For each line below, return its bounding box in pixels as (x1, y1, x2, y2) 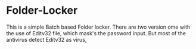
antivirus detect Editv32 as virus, (6, 36, 87, 43)
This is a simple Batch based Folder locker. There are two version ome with (6, 23, 191, 30)
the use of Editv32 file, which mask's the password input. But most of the (6, 29, 186, 36)
